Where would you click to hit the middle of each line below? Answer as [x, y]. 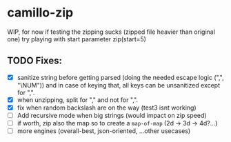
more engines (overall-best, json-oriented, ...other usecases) [104, 131]
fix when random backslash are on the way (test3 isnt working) [107, 108]
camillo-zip [40, 13]
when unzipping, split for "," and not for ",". [78, 100]
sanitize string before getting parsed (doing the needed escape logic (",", [120, 77]
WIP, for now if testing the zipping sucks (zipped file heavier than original [111, 32]
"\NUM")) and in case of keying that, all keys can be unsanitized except [119, 85]
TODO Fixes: [34, 61]
